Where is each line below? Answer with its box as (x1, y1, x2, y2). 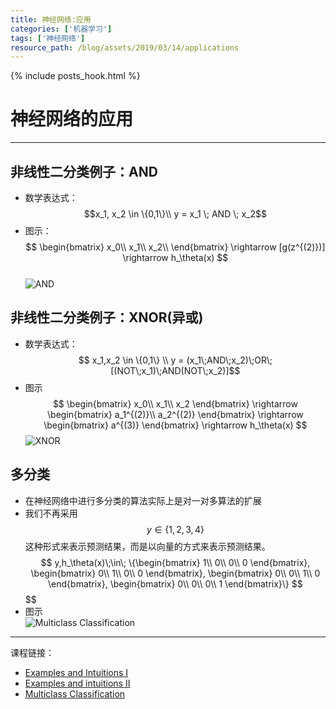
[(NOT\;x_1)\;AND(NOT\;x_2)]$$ (110, 364, 241, 376)
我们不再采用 (24, 507, 78, 519)
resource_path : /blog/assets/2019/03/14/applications (10, 42, 240, 53)
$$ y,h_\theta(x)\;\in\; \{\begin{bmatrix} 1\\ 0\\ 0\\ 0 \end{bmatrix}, (40, 556, 311, 568)
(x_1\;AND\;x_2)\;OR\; (186, 354, 273, 366)
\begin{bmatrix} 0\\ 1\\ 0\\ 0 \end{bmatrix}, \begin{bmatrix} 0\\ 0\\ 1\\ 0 (30, 567, 321, 579)
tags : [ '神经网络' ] (10, 33, 86, 43)
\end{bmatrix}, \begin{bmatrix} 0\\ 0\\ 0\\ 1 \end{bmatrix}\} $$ (48, 577, 303, 590)
